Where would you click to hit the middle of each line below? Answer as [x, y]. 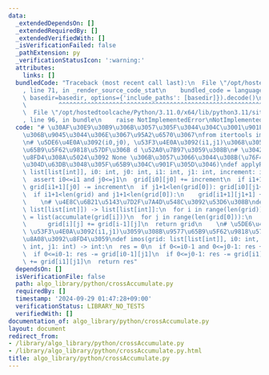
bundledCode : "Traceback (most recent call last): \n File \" [121, 83]
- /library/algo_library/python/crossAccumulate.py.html [105, 351]
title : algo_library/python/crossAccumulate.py [89, 359]
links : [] [39, 75]
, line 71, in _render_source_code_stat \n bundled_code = [126, 90]
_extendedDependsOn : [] [55, 23]
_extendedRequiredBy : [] [57, 30]
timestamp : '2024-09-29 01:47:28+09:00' [84, 299]
